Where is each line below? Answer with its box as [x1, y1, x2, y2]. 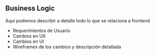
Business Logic [5, 4, 55, 13]
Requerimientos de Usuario [12, 28, 71, 34]
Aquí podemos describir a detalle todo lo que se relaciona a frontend [5, 17, 150, 23]
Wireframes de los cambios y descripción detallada [12, 43, 121, 50]
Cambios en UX [12, 33, 46, 39]
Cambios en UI [12, 38, 45, 44]
